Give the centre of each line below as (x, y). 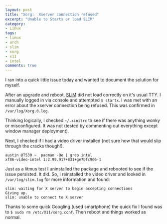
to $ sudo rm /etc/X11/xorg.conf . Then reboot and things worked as (76, 212)
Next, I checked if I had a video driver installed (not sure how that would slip (83, 141)
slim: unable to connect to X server (44, 197)
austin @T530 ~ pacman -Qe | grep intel (49, 155)
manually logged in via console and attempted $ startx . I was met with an (81, 100)
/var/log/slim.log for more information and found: (58, 179)
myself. (13, 85)
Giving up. (16, 193)
